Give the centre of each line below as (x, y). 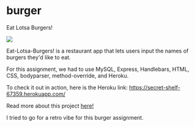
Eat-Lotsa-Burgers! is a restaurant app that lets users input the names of (97, 51)
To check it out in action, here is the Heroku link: (67, 87)
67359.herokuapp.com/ (36, 94)
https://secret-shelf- (155, 87)
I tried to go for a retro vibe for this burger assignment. (75, 117)
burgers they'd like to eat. (39, 57)
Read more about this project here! (50, 106)
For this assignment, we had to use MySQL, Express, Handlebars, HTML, (98, 69)
